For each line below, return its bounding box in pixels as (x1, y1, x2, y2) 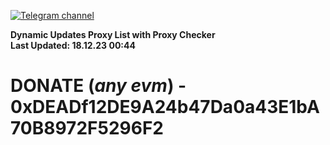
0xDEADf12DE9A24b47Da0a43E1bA (10, 96, 320, 119)
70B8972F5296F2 (10, 117, 164, 140)
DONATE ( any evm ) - (10, 75, 187, 97)
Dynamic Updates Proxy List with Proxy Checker (10, 29, 216, 40)
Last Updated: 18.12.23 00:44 (10, 40, 136, 51)
